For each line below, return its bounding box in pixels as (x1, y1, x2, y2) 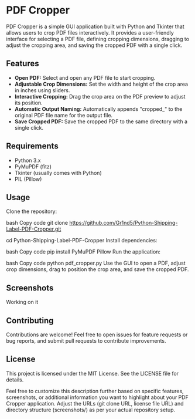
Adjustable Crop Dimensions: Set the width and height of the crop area (14, 80, 189, 87)
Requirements (6, 141, 59, 151)
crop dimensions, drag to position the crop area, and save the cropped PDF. (6, 266, 189, 273)
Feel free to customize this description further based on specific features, (6, 387, 184, 394)
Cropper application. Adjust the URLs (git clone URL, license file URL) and (6, 400, 184, 407)
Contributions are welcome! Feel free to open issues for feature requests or (6, 331, 188, 338)
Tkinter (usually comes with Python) (14, 169, 102, 176)
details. (6, 376, 24, 383)
